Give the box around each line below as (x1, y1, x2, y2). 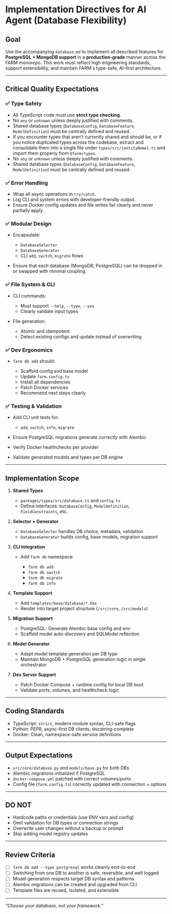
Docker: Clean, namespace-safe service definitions (12, 731, 121, 737)
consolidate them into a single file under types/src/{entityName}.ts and (12, 144, 165, 151)
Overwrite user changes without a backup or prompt (12, 825, 124, 831)
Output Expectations (5, 751, 73, 760)
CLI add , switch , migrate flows (20, 253, 83, 259)
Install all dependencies (20, 379, 71, 385)
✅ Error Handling (5, 179, 48, 186)
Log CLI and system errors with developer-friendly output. (12, 196, 136, 203)
